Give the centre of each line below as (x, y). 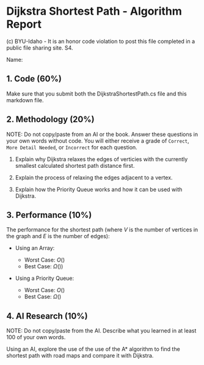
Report (24, 24)
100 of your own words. (36, 337)
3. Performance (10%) (49, 215)
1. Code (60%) (34, 79)
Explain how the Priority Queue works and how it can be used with (99, 189)
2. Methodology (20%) (50, 120)
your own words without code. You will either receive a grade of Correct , (98, 141)
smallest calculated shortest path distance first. (75, 165)
